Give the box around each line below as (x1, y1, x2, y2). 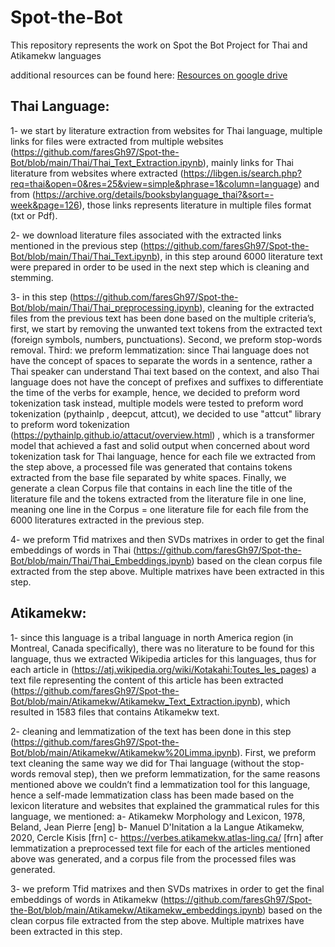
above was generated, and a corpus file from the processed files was (10, 852, 297, 865)
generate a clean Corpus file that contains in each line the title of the (10, 482, 293, 494)
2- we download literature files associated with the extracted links (10, 229, 282, 241)
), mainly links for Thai (202, 156, 294, 168)
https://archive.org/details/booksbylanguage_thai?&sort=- (34, 188, 275, 200)
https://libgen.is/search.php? (183, 167, 302, 179)
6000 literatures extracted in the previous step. (10, 514, 205, 526)
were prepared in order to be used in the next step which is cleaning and (10, 261, 310, 273)
